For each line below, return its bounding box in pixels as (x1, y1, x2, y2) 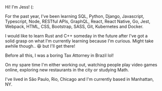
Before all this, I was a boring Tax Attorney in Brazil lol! (5, 52, 114, 58)
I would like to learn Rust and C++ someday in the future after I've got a (5, 33, 148, 39)
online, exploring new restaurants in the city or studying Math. (5, 67, 129, 73)
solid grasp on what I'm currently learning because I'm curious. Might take (5, 38, 154, 44)
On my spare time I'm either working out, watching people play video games (5, 62, 158, 67)
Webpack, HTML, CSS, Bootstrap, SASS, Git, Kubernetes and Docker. (5, 24, 144, 29)
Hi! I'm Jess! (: (5, 4, 34, 10)
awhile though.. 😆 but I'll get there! (5, 43, 75, 49)
